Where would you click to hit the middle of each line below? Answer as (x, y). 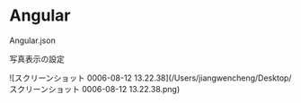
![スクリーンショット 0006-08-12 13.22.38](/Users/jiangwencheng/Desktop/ (150, 78)
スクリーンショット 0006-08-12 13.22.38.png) (95, 89)
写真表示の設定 (37, 58)
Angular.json (32, 40)
